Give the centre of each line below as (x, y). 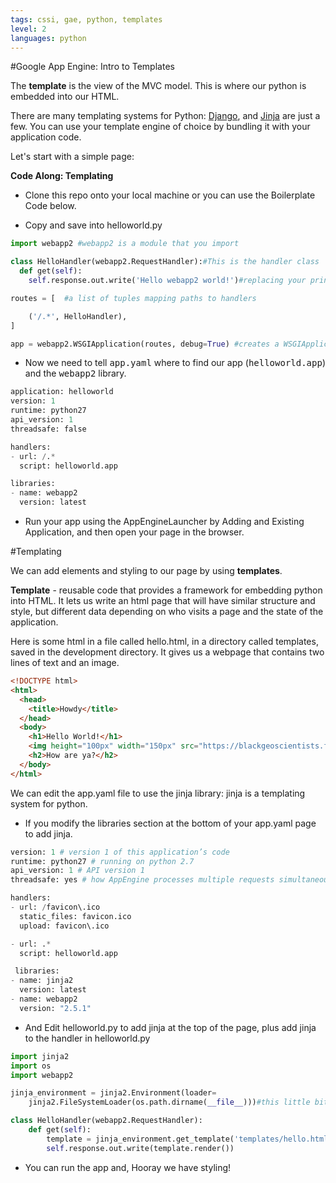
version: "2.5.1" (55, 1008)
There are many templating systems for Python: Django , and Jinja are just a (165, 116)
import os (31, 1066)
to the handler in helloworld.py (87, 1038)
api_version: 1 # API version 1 (77, 871)
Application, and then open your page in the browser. (134, 532)
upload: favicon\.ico (64, 926)
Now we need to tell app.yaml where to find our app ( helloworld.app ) (175, 363)
